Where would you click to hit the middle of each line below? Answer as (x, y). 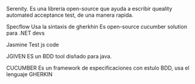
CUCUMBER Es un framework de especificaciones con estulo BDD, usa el (98, 68)
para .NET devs (26, 33)
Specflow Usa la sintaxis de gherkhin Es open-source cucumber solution (97, 27)
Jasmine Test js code (33, 45)
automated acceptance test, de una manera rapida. (70, 15)
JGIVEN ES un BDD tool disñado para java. (59, 56)
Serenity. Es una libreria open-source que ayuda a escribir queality (89, 9)
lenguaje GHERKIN (30, 74)
